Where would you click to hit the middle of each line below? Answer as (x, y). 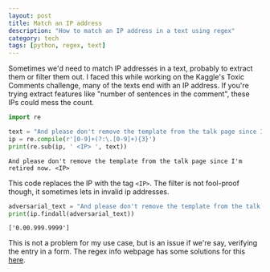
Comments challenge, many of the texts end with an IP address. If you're (129, 86)
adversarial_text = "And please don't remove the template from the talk (135, 206)
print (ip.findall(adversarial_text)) (72, 213)
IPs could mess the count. (51, 103)
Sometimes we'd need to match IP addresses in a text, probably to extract (131, 68)
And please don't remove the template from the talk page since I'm (125, 161)
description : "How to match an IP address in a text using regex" (122, 30)
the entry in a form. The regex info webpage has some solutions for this (127, 252)
